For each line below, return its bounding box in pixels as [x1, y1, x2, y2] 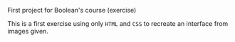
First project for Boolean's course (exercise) [7, 6, 137, 14]
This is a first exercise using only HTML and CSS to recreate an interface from [7, 20, 229, 27]
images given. [7, 27, 48, 35]
